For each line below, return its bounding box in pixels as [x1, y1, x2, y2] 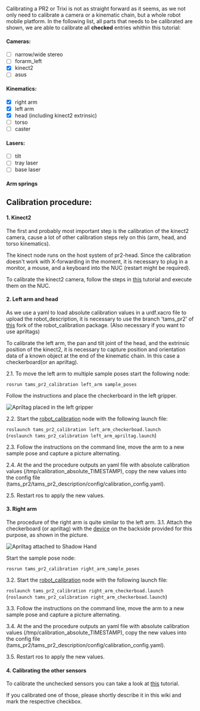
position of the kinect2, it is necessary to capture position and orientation [6, 346, 186, 353]
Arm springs [6, 180, 37, 187]
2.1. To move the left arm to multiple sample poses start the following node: [6, 370, 190, 377]
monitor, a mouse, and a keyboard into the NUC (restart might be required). [6, 264, 190, 271]
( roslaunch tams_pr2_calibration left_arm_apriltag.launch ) [6, 431, 157, 439]
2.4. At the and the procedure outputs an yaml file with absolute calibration [6, 461, 190, 468]
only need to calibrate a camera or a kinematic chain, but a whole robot [6, 11, 181, 18]
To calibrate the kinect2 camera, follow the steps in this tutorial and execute [6, 275, 192, 282]
